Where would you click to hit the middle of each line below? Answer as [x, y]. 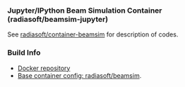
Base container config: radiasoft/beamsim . [79, 75]
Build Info [24, 53]
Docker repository [44, 68]
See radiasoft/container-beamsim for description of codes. [93, 34]
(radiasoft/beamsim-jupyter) [58, 19]
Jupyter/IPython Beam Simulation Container [85, 11]
